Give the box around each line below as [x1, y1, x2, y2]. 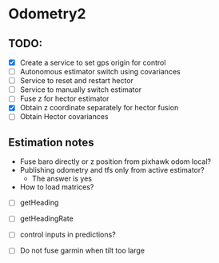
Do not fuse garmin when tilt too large [19, 245, 145, 256]
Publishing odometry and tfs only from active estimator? [19, 165, 205, 175]
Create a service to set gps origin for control [19, 58, 166, 67]
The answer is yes [31, 173, 92, 184]
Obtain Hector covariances [19, 112, 109, 122]
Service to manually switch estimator [19, 85, 142, 94]
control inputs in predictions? [19, 229, 116, 240]
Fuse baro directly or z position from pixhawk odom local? [19, 157, 212, 166]
